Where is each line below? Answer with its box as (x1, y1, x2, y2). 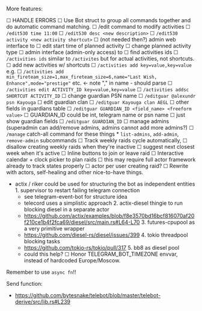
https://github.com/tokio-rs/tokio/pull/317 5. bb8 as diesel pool (23, 244, 179, 251)
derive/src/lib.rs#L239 (14, 298, 71, 305)
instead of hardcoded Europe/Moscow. (23, 257, 121, 264)
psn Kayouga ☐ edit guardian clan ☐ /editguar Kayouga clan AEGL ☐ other (6, 98, 189, 106)
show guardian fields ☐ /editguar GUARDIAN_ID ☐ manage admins (6, 118, 170, 125)
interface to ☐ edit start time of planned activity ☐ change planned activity (6, 42, 191, 49)
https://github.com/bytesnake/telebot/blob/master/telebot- (14, 292, 161, 299)
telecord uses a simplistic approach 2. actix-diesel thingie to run (23, 199, 183, 207)
